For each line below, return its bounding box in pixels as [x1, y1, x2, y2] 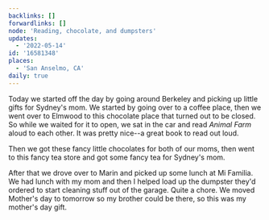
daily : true [8, 72, 48, 80]
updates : [8, 34, 38, 43]
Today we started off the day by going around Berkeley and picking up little [8, 93, 259, 103]
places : [8, 57, 35, 65]
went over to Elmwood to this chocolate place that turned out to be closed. [8, 110, 256, 121]
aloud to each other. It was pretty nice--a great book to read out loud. [8, 128, 239, 138]
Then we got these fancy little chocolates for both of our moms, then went [8, 143, 255, 153]
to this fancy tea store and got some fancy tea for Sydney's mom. [8, 152, 226, 162]
